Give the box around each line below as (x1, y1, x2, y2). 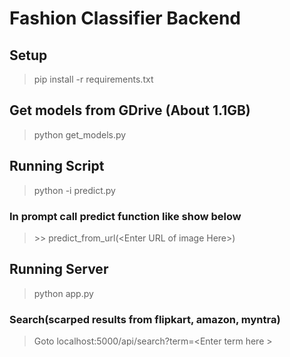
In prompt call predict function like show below (9, 209, 242, 223)
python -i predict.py (33, 184, 116, 196)
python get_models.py (33, 128, 127, 141)
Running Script (9, 158, 105, 175)
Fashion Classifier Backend (9, 7, 241, 30)
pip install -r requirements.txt (33, 73, 154, 85)
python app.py (33, 287, 94, 299)
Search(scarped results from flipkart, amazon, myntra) (9, 312, 281, 326)
